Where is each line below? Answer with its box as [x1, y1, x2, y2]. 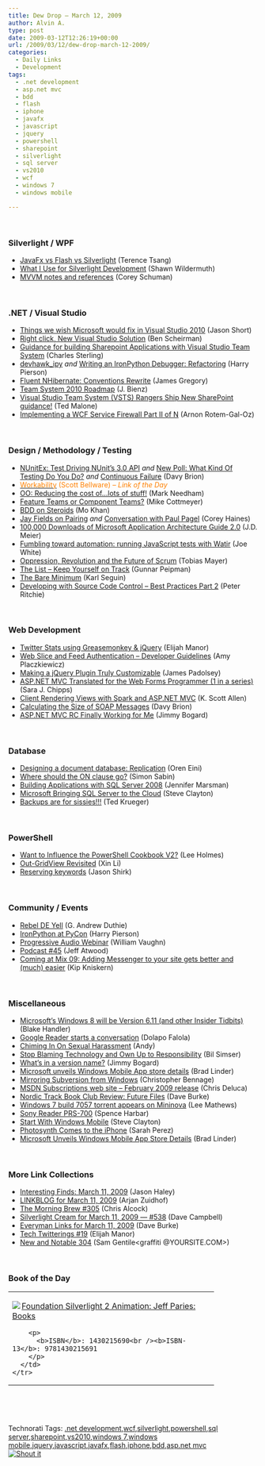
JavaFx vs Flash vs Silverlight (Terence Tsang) [19, 255, 172, 264]
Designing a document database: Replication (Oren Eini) [19, 764, 203, 773]
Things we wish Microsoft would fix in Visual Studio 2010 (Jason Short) [19, 325, 252, 335]
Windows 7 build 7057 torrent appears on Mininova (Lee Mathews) [19, 1100, 237, 1110]
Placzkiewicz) [19, 660, 65, 669]
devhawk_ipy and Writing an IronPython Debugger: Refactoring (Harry [19, 359, 249, 369]
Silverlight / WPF [8, 237, 74, 248]
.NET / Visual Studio [8, 307, 87, 318]
